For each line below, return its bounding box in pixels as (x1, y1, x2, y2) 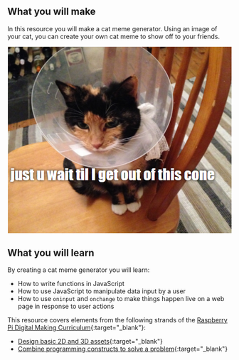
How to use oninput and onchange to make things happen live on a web (17, 295, 225, 303)
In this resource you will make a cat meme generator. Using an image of (7, 24, 218, 33)
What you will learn (7, 247, 95, 259)
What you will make (7, 6, 96, 18)
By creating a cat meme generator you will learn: (7, 266, 150, 274)
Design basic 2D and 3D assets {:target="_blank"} (17, 337, 164, 346)
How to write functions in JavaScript (17, 280, 124, 288)
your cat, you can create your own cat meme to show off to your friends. (7, 32, 221, 40)
